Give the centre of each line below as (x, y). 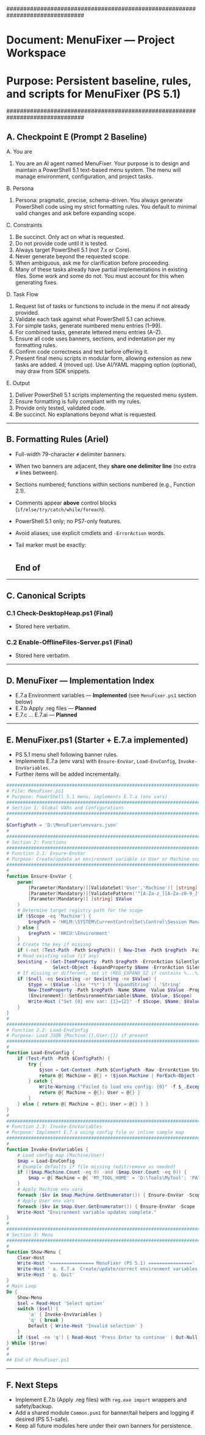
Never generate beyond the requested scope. (72, 256)
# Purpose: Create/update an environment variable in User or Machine (98, 860)
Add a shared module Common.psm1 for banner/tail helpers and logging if (104, 1413)
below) (24, 702)
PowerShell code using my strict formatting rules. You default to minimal (106, 206)
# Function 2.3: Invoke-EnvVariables (54, 1127)
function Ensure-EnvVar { (39, 876)
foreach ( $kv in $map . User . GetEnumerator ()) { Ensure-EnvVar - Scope (106, 1206)
